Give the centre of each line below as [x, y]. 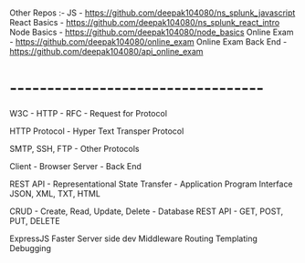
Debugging [31, 248]
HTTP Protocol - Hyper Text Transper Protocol [97, 131]
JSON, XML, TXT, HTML [55, 194]
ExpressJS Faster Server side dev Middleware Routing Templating [134, 238]
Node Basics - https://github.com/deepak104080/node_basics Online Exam [152, 32]
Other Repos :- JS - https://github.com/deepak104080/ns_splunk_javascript [152, 13]
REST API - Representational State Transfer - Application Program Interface [152, 184]
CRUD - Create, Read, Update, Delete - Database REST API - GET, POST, [147, 211]
